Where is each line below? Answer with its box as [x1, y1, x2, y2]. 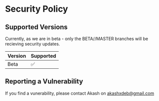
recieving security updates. [5, 41, 60, 47]
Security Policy [5, 3, 68, 15]
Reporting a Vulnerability [5, 77, 83, 86]
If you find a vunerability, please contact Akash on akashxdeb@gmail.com [5, 90, 154, 96]
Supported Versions [5, 23, 68, 31]
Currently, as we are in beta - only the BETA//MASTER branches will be [5, 36, 148, 41]
